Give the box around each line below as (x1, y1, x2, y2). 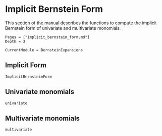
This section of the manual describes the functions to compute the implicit (5, 20, 157, 26)
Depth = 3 (5, 39, 26, 44)
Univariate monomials (5, 88, 74, 96)
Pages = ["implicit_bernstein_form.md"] (5, 35, 90, 40)
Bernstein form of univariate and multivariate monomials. (5, 25, 121, 31)
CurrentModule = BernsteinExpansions (5, 47, 83, 52)
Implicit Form (5, 61, 47, 70)
